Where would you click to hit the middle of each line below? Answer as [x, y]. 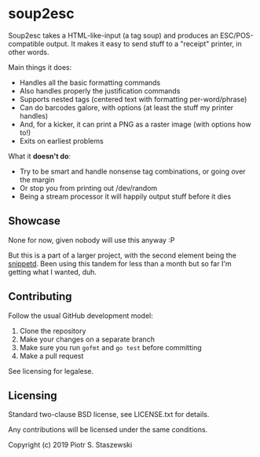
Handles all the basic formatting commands [90, 82]
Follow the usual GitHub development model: [81, 316]
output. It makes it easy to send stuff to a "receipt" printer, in [144, 43]
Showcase [35, 221]
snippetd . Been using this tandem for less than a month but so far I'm [120, 263]
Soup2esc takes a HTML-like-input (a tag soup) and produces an [113, 35]
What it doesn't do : [40, 156]
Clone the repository [53, 331]
